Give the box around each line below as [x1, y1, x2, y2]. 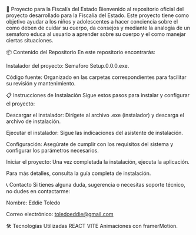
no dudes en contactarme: [6, 188, 71, 194]
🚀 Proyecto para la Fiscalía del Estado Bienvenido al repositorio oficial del [6, 6, 184, 12]
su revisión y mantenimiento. [6, 80, 76, 87]
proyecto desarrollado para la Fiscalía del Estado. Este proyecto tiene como [6, 12, 190, 19]
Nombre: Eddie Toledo [6, 199, 61, 206]
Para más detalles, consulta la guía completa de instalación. [6, 170, 151, 177]
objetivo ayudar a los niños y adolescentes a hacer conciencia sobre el [6, 18, 178, 25]
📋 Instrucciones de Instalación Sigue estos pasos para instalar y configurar [6, 92, 190, 98]
